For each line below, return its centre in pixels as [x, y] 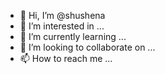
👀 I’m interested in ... [62, 26]
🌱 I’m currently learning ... [73, 36]
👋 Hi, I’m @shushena [62, 15]
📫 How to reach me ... [66, 58]
